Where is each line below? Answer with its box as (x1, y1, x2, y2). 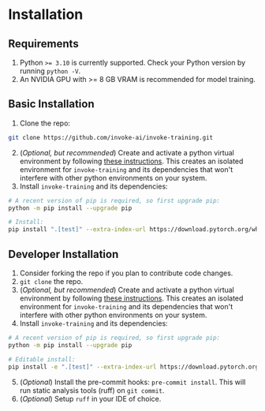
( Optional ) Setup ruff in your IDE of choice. (19, 394, 162, 403)
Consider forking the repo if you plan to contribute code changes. (19, 268, 233, 278)
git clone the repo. (19, 277, 84, 286)
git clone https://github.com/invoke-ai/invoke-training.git (8, 133, 214, 141)
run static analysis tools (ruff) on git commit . (19, 385, 165, 395)
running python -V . (19, 66, 81, 76)
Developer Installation (8, 247, 119, 261)
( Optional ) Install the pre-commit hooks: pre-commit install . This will (19, 377, 246, 387)
